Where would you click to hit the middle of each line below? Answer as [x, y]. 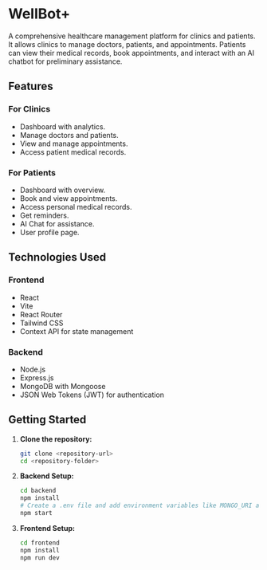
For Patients [32, 172]
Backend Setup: [47, 476]
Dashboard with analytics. [63, 126]
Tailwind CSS [41, 323]
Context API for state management [77, 331]
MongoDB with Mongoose [63, 386]
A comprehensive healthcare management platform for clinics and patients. [132, 36]
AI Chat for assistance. [57, 223]
